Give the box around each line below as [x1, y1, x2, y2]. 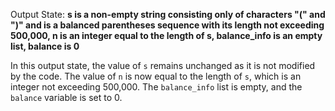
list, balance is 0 [10, 40, 80, 52]
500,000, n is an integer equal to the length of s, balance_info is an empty [10, 30, 323, 41]
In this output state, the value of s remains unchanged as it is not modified [10, 60, 316, 71]
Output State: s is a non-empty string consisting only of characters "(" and [10, 9, 326, 20]
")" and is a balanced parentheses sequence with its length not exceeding [10, 19, 325, 31]
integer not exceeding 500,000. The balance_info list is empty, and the [10, 81, 303, 93]
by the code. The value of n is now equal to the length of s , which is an [10, 70, 302, 82]
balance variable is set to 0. [10, 92, 123, 103]
